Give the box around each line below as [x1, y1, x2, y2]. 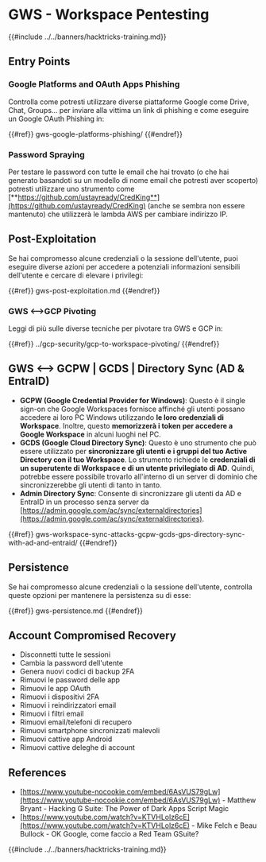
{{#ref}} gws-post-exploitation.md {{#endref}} [8, 285, 160, 295]
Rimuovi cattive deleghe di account [19, 743, 135, 752]
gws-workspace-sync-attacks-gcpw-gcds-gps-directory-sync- [35, 529, 245, 538]
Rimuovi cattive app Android [19, 734, 113, 744]
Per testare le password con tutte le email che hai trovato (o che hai [8, 167, 229, 177]
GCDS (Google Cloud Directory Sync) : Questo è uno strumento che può [19, 437, 256, 447]
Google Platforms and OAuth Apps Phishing [8, 79, 180, 90]
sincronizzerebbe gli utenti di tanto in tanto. [19, 480, 162, 490]
